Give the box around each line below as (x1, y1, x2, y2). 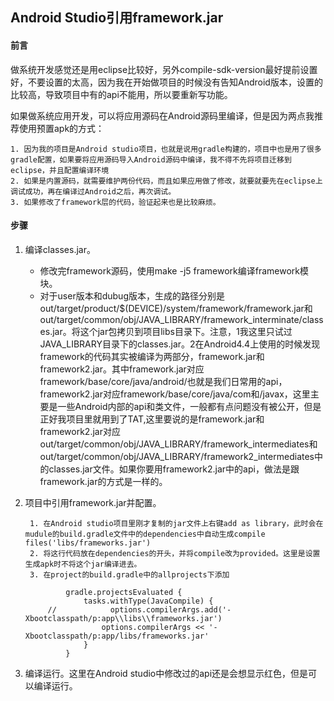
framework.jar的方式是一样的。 (39, 475, 168, 487)
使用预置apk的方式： (18, 122, 105, 134)
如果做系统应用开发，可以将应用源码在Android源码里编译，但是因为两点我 (10, 109, 315, 122)
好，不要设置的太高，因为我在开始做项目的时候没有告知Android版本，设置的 (10, 76, 323, 88)
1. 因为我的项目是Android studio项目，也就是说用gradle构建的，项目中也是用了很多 (10, 144, 322, 154)
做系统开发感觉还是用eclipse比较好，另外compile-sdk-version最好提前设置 (10, 63, 318, 75)
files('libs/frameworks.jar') (24, 538, 152, 548)
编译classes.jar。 (24, 243, 96, 255)
